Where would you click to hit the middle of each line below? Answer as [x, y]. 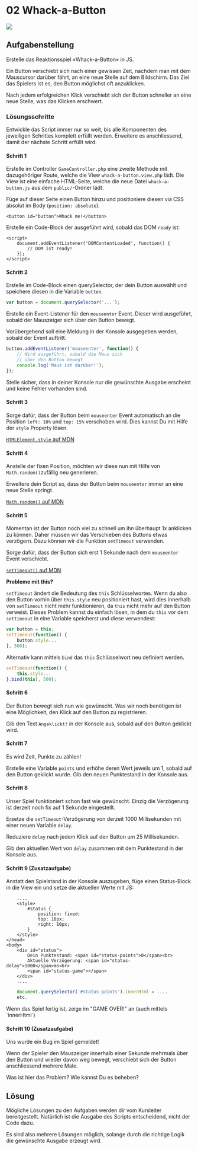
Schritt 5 [17, 515]
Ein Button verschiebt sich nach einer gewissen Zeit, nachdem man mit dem [98, 71]
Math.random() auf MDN [35, 502]
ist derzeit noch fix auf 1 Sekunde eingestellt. [61, 808]
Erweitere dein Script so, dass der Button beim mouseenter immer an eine [95, 484]
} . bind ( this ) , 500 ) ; [32, 679]
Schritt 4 [17, 453]
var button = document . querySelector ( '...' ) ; [63, 302]
